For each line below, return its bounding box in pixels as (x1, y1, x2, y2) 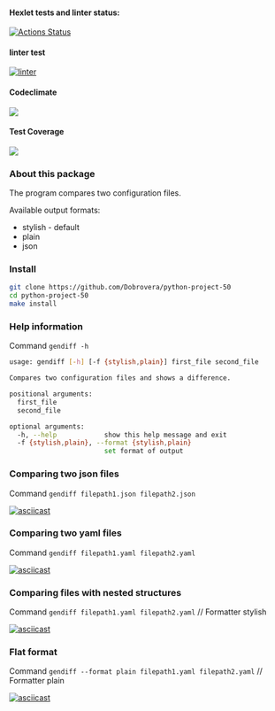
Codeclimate (9, 87, 57, 97)
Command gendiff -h (9, 341, 89, 352)
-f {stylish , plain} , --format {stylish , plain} (17, 438, 192, 447)
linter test (9, 47, 46, 58)
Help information (9, 320, 84, 332)
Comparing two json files (9, 468, 119, 480)
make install (9, 299, 57, 309)
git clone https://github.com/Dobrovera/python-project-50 (9, 283, 232, 292)
